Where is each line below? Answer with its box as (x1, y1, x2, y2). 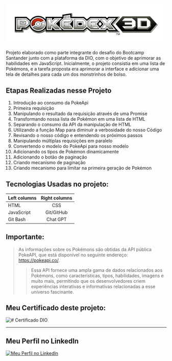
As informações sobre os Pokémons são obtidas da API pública (18, 246, 152, 252)
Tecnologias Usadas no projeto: (6, 179, 109, 188)
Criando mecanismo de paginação (13, 160, 86, 166)
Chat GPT (46, 216, 67, 222)
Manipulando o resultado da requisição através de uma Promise (13, 110, 148, 117)
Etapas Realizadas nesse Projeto (6, 86, 112, 95)
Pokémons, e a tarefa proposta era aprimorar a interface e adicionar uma (6, 66, 159, 72)
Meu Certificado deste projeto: (6, 303, 106, 312)
